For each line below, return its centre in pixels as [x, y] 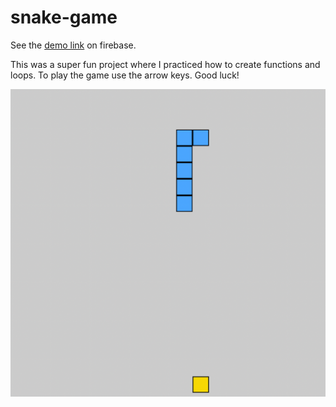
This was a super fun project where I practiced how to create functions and [165, 64]
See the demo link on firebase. [73, 45]
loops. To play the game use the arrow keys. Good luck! [125, 75]
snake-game [64, 17]
